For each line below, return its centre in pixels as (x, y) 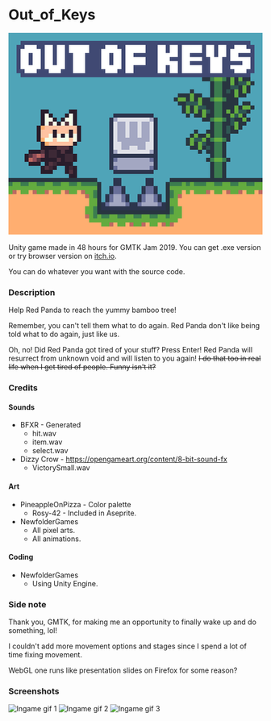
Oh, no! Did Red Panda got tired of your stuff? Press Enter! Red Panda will (130, 350)
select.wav (50, 451)
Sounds (21, 407)
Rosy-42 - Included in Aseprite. (84, 513)
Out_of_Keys (52, 15)
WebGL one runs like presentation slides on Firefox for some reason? (123, 670)
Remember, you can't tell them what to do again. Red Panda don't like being (134, 326)
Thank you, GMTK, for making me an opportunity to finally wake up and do (132, 622)
